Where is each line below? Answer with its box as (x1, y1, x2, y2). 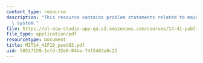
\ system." (11, 20, 39, 26)
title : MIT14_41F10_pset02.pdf (6, 43, 85, 49)
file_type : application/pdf (6, 31, 77, 37)
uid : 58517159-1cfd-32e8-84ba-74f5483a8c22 (6, 48, 118, 54)
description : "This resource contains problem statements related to (6, 14, 185, 20)
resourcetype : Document (6, 37, 66, 43)
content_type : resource (6, 8, 66, 15)
